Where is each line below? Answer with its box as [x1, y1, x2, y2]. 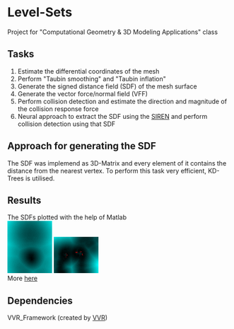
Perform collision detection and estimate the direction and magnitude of [17, 97, 228, 105]
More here [7, 274, 37, 283]
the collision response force [17, 104, 99, 113]
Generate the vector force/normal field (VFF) [17, 89, 148, 98]
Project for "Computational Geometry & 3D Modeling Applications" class [7, 28, 218, 36]
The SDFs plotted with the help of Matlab [7, 213, 127, 221]
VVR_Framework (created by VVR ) [7, 313, 108, 322]
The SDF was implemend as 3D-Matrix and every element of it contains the [7, 158, 227, 167]
